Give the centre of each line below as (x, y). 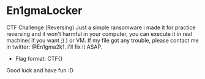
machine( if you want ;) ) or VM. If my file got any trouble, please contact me (102, 40)
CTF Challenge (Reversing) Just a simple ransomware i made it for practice (101, 27)
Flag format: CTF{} (39, 58)
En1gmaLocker (44, 11)
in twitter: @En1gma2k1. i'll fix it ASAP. (54, 47)
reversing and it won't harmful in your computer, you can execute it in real (99, 33)
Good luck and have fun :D (40, 70)
